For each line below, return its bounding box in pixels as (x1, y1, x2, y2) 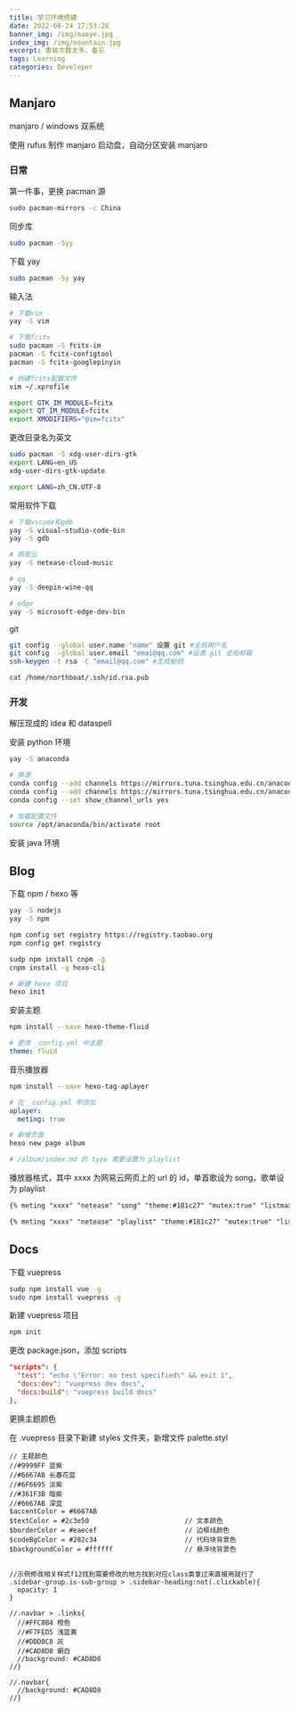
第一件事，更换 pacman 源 (9, 185, 106, 196)
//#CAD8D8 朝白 (17, 1646, 71, 1656)
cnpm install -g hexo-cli (9, 963, 105, 972)
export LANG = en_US (9, 458, 77, 468)
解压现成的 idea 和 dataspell (9, 718, 112, 729)
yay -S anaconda (9, 755, 69, 764)
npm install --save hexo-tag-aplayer (9, 1082, 149, 1091)
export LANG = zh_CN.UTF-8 (9, 482, 101, 491)
